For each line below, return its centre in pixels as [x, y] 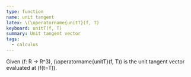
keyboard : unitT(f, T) [34, 28]
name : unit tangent [30, 17]
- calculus [25, 45]
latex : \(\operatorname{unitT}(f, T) [53, 23]
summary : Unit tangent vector [44, 34]
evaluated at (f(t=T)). [32, 68]
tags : [13, 39]
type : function [25, 12]
